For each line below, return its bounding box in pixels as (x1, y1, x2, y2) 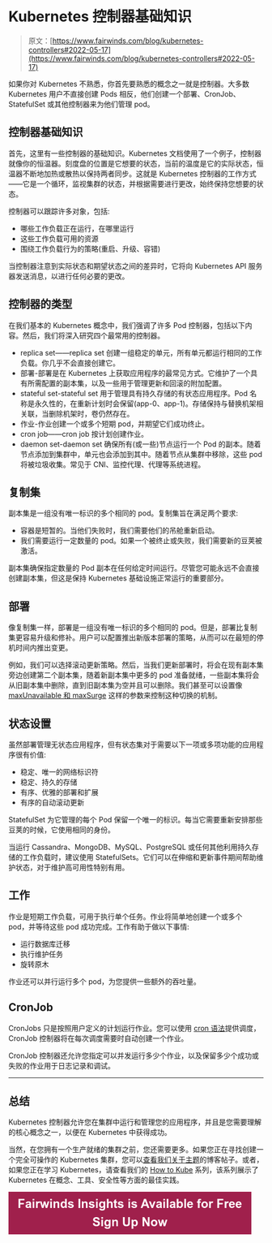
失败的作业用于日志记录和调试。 (8, 1060, 115, 1070)
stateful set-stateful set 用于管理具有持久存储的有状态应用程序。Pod (19, 388, 249, 398)
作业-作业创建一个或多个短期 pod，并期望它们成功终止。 (19, 419, 209, 429)
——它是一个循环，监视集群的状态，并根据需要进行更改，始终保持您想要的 (8, 179, 257, 188)
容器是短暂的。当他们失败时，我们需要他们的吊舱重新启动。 (19, 525, 219, 536)
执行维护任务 (19, 949, 63, 959)
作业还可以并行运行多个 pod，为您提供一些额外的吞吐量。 (8, 976, 201, 986)
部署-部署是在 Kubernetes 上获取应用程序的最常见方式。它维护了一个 (19, 368, 251, 378)
